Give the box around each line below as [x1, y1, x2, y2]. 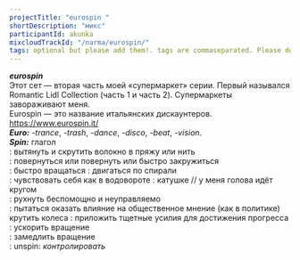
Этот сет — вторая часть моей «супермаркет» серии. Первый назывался [9, 80, 290, 91]
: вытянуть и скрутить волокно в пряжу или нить [9, 146, 196, 157]
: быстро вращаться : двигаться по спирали [9, 166, 177, 176]
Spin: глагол [9, 137, 56, 148]
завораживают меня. [9, 99, 91, 110]
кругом [9, 184, 37, 195]
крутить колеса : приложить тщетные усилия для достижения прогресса [9, 213, 289, 223]
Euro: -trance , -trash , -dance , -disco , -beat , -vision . [9, 127, 203, 138]
